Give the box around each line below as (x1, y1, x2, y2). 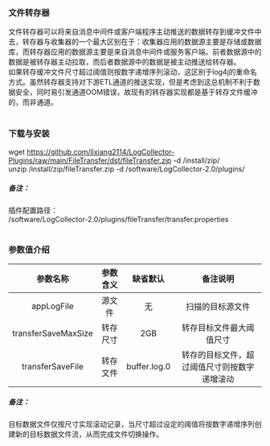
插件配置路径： (8, 205, 58, 215)
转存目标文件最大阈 (182, 322, 255, 333)
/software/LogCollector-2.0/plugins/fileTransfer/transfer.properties (8, 214, 229, 224)
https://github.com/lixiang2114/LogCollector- (27, 147, 175, 156)
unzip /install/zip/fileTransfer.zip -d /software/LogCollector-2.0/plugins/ (8, 163, 245, 174)
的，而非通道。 (8, 97, 58, 107)
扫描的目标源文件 (186, 300, 251, 312)
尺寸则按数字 (206, 361, 255, 372)
